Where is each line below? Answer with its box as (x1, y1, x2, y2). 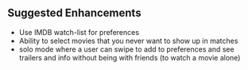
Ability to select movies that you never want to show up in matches (18, 36, 238, 45)
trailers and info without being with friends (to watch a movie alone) (18, 52, 241, 62)
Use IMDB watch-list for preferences (18, 27, 140, 37)
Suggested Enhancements (7, 6, 141, 20)
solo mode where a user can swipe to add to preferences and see (18, 44, 235, 54)
